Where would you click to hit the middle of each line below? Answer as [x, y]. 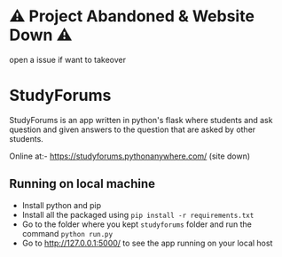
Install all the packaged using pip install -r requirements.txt [138, 214]
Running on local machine [82, 184]
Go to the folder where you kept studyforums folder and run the [137, 224]
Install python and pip [62, 205]
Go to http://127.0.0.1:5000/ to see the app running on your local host [147, 243]
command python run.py [67, 233]
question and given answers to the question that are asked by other [133, 129]
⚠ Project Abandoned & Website [132, 16]
